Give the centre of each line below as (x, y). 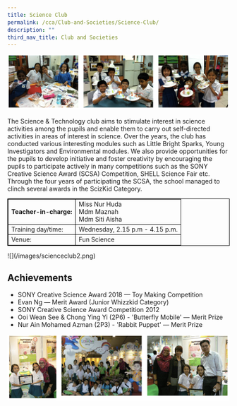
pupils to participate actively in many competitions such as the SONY (108, 166)
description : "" (31, 30)
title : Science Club (38, 15)
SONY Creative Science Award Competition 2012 (89, 310)
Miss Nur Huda (100, 204)
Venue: (22, 239)
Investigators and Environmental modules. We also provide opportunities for (117, 151)
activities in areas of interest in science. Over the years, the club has (107, 136)
